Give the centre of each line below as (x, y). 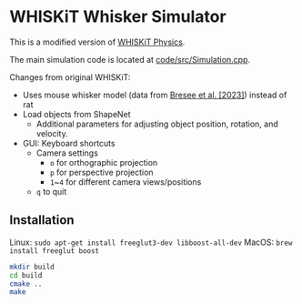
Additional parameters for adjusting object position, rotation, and (157, 124)
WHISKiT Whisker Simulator (118, 17)
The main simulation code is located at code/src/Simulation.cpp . (130, 59)
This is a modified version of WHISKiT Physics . (97, 42)
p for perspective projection (101, 172)
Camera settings (67, 153)
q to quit (51, 191)
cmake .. (26, 284)
